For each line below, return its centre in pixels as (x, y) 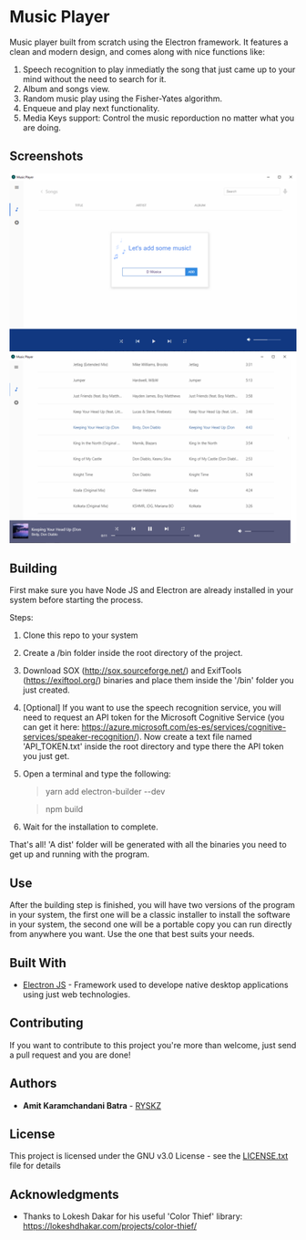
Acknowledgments (65, 1194)
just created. (46, 690)
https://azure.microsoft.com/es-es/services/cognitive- (184, 727)
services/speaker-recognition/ (80, 737)
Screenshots (46, 156)
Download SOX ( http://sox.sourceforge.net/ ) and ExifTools (132, 671)
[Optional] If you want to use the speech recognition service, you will (152, 708)
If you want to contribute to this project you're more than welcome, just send (153, 1045)
